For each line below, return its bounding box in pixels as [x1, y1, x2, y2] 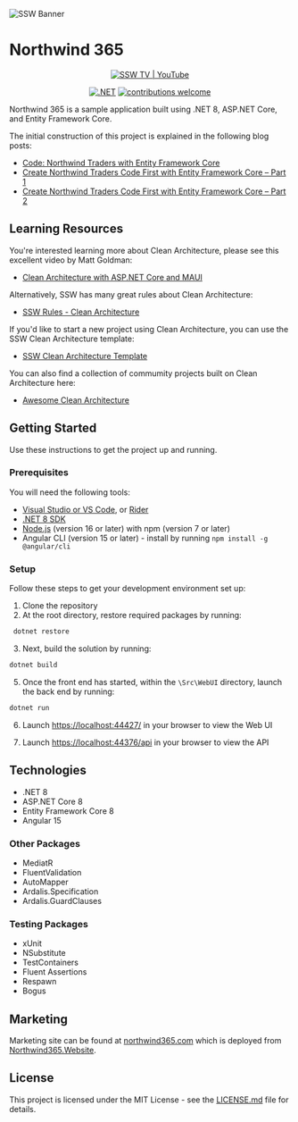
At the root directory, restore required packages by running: [21, 610, 243, 621]
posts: [9, 139, 33, 151]
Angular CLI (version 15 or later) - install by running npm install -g [21, 532, 269, 543]
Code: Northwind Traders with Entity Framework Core [21, 157, 220, 168]
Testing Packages [9, 917, 89, 930]
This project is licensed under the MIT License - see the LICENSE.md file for [9, 1094, 289, 1105]
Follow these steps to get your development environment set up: [9, 583, 246, 594]
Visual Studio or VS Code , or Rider [21, 504, 149, 515]
